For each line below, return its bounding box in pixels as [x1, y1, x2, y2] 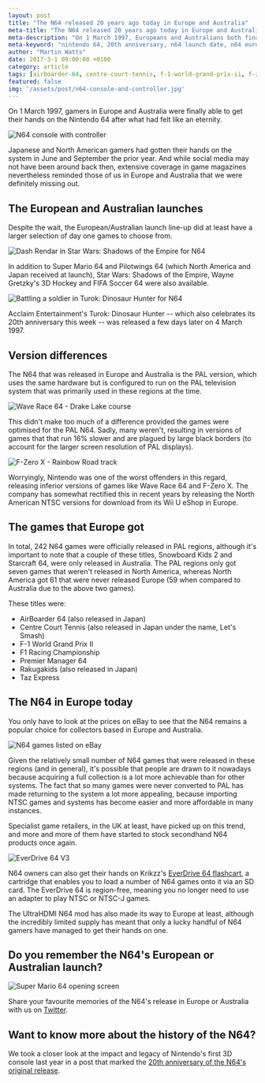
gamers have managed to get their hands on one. [8, 925, 169, 935]
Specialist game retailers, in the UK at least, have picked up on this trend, [8, 821, 246, 831]
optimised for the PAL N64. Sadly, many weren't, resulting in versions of [8, 425, 242, 435]
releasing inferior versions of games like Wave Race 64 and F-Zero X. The [8, 481, 248, 490]
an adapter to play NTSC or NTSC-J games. [8, 893, 151, 903]
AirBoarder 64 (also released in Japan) [19, 614, 146, 623]
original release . [8, 1066, 61, 1075]
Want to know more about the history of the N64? [8, 1028, 256, 1041]
